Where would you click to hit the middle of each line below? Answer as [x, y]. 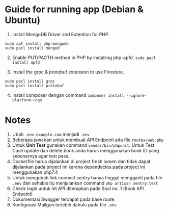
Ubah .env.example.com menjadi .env [51, 134]
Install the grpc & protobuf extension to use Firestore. [68, 72]
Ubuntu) [23, 20]
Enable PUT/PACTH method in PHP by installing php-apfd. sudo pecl [84, 58]
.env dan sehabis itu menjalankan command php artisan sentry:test [85, 183]
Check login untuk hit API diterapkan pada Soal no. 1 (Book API [78, 188]
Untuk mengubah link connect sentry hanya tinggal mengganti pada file [87, 177]
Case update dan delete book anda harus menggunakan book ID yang [86, 150]
